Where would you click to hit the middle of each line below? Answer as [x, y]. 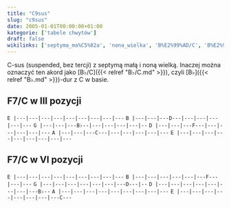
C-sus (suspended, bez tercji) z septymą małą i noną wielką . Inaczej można [114, 65]
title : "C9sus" [29, 13]
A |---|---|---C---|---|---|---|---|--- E [113, 132]
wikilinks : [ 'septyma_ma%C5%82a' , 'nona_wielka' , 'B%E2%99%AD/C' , [104, 45]
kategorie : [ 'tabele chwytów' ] [52, 33]
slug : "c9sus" [27, 20]
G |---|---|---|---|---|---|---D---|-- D [93, 184]
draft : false [26, 39]
